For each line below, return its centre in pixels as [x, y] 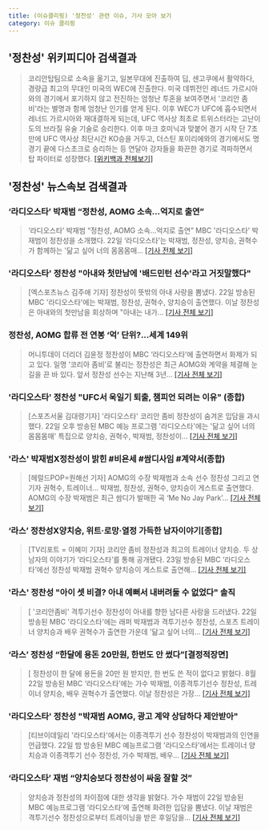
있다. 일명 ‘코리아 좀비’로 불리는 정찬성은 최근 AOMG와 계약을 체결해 [143, 364]
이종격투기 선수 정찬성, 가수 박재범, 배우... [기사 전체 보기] [139, 755]
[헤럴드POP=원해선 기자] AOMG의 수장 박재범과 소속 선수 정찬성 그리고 [139, 478]
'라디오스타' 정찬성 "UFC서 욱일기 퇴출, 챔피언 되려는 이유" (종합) [127, 397]
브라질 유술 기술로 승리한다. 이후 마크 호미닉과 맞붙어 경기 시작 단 [144, 128]
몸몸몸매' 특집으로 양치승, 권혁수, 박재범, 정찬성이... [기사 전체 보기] [132, 436]
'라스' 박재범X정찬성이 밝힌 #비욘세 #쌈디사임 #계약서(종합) [117, 458]
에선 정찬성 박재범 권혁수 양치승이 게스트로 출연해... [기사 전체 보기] [141, 570]
